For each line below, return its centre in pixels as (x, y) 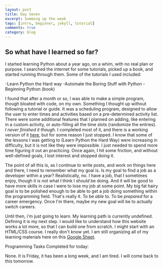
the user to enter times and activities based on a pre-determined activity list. (82, 114)
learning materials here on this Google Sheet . (50, 237)
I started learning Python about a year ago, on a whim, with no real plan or (79, 64)
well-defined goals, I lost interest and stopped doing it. (60, 156)
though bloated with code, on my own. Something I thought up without (76, 104)
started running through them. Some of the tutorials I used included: (73, 74)
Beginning (15, 89)
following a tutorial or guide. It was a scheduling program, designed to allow (81, 109)
